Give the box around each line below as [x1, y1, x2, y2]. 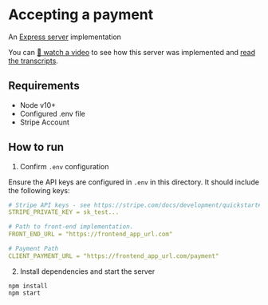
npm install [8, 282, 48, 290]
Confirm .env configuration [19, 161, 109, 171]
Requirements [8, 79, 80, 93]
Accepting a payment [8, 6, 154, 24]
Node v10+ [19, 100, 57, 109]
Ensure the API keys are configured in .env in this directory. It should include [8, 177, 259, 187]
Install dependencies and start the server [19, 266, 156, 276]
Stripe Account [19, 117, 70, 127]
